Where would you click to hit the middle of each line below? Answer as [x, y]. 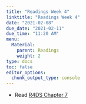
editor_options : [26, 73]
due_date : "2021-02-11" [35, 28]
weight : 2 [29, 56]
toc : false [19, 67]
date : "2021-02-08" [30, 23]
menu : [13, 39]
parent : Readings [38, 51]
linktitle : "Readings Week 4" [43, 17]
